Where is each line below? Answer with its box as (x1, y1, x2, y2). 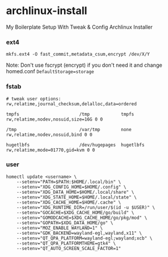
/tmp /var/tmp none (6, 126, 132, 132)
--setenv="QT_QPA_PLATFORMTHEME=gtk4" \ (16, 240, 116, 246)
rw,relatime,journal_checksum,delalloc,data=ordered (6, 101, 137, 107)
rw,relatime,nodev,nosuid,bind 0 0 (6, 132, 93, 138)
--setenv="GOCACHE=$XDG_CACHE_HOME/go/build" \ (16, 210, 134, 215)
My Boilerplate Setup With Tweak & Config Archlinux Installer (6, 23, 153, 30)
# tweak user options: (6, 95, 61, 102)
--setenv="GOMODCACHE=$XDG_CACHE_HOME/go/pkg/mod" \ (16, 215, 148, 221)
